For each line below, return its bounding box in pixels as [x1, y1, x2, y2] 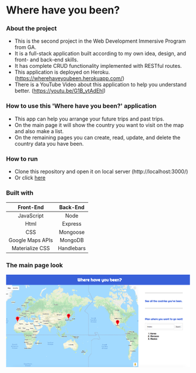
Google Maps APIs [8, 236, 54, 243]
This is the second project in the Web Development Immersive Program [14, 37, 186, 44]
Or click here [14, 174, 45, 181]
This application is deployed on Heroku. [14, 68, 110, 76]
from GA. [14, 44, 37, 51]
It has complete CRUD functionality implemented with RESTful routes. [14, 63, 182, 70]
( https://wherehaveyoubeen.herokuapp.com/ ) [14, 75, 125, 82]
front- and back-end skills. [14, 56, 79, 63]
